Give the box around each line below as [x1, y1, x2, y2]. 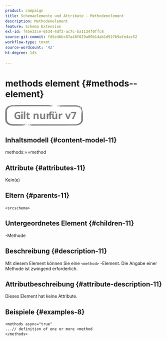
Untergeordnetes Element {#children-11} [5, 219, 134, 227]
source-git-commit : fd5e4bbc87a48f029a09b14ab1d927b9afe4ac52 [5, 34, 137, 39]
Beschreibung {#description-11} [5, 247, 107, 255]
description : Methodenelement [5, 18, 68, 23]
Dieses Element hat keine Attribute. [5, 293, 77, 299]
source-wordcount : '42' [5, 45, 55, 50]
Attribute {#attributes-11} [5, 163, 86, 172]
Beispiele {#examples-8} [5, 307, 85, 316]
